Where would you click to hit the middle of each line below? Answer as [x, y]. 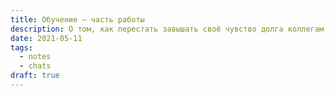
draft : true [35, 76]
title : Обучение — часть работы [77, 19]
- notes [35, 57]
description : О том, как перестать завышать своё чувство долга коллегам [167, 29]
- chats [35, 66]
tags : [21, 47]
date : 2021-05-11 [46, 38]
